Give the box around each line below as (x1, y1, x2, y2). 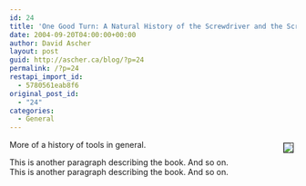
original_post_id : (9, 89, 79, 98)
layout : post (9, 47, 59, 56)
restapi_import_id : (9, 73, 84, 82)
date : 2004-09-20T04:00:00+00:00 (9, 30, 137, 39)
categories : (9, 106, 55, 115)
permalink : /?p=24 (9, 64, 79, 73)
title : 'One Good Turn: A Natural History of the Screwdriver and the (9, 22, 283, 31)
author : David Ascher (9, 38, 92, 48)
